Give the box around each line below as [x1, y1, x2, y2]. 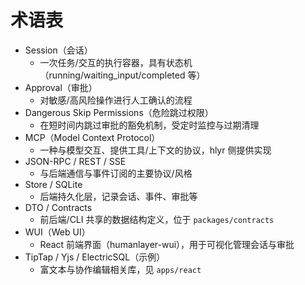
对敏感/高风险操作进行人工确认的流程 [39, 94, 193, 106]
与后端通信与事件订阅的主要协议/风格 [39, 167, 193, 179]
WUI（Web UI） [24, 226, 91, 238]
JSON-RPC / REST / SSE [24, 155, 127, 167]
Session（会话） [24, 44, 93, 56]
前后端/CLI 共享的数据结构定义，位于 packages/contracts [39, 213, 275, 225]
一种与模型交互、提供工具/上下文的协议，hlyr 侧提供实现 [39, 144, 272, 156]
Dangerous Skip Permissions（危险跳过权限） [24, 106, 214, 118]
